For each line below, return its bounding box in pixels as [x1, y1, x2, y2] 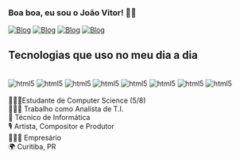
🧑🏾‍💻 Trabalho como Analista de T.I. [8, 103, 124, 114]
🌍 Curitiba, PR [8, 142, 56, 151]
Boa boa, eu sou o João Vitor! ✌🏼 [8, 7, 137, 18]
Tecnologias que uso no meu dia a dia [8, 48, 199, 62]
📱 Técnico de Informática [8, 112, 91, 122]
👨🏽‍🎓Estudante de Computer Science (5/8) [8, 95, 146, 105]
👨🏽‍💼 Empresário [8, 133, 62, 142]
